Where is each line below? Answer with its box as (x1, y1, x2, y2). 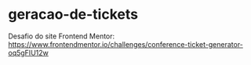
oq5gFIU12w (8, 48, 49, 57)
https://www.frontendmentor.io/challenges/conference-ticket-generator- (8, 39, 243, 49)
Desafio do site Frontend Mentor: (8, 31, 115, 41)
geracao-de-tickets (8, 5, 139, 23)
